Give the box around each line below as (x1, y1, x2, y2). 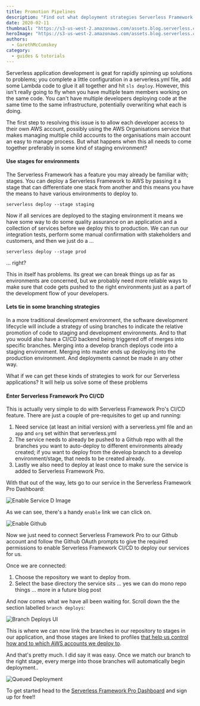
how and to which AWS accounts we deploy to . (6, 640, 122, 647)
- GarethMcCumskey (11, 42, 58, 48)
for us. (6, 551, 23, 558)
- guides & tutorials (11, 53, 65, 59)
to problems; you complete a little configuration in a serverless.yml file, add (6, 76, 191, 83)
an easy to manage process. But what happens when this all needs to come (6, 138, 192, 145)
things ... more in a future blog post (14, 586, 101, 593)
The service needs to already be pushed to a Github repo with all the (14, 436, 183, 443)
